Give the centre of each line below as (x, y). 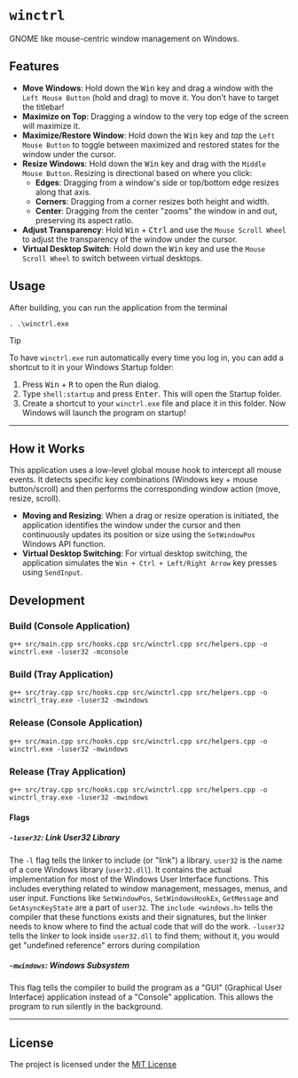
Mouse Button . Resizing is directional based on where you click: (137, 173)
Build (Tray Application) (61, 674)
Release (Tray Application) (68, 771)
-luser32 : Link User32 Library (65, 838)
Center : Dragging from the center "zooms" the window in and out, (156, 211)
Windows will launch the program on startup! (104, 413)
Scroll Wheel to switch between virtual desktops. (112, 258)
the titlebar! (43, 107)
